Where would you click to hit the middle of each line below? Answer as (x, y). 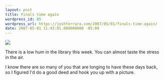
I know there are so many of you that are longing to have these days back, (81, 67)
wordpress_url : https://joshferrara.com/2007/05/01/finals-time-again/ (81, 24)
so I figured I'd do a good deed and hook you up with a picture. (70, 72)
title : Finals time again (32, 14)
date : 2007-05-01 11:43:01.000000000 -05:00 (52, 28)
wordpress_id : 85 (23, 19)
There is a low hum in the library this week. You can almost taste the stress (82, 52)
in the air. (15, 57)
